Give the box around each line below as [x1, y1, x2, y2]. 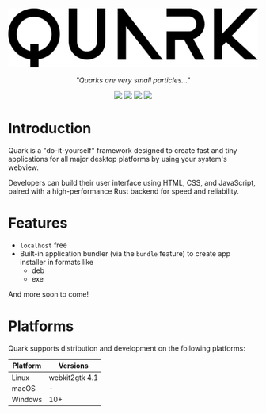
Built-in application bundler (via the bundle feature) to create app [19, 248, 231, 258]
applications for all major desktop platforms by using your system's [8, 154, 227, 163]
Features [8, 214, 68, 232]
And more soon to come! [8, 289, 89, 299]
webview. [8, 163, 40, 172]
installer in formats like [19, 257, 93, 266]
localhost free [19, 240, 67, 250]
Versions [58, 361, 89, 370]
